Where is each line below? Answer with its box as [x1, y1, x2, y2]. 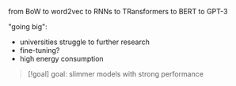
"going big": [8, 22, 48, 31]
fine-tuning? [19, 46, 60, 54]
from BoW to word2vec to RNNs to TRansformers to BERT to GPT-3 [8, 7, 228, 16]
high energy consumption [19, 54, 105, 63]
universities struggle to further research [19, 37, 150, 47]
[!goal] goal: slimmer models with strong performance [27, 69, 204, 78]
